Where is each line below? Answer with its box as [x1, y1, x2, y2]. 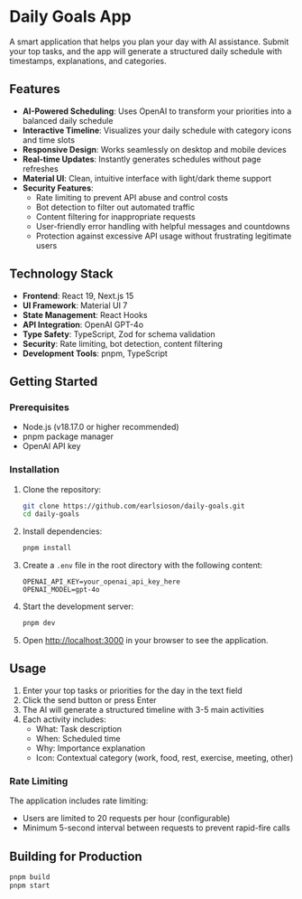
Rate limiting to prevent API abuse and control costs [35, 192, 228, 202]
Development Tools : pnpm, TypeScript [22, 348, 169, 359]
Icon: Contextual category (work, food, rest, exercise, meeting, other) [35, 752, 294, 763]
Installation [9, 464, 60, 476]
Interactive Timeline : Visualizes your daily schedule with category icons [22, 125, 292, 136]
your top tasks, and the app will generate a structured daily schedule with [9, 45, 282, 56]
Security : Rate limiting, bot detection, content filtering [22, 338, 224, 349]
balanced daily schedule [22, 115, 114, 126]
